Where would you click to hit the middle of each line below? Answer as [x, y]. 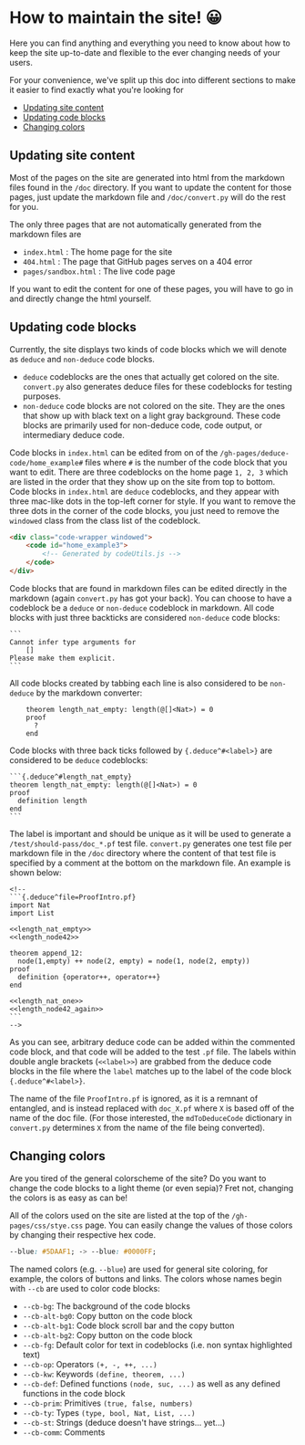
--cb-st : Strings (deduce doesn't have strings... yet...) [124, 1422]
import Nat [30, 905]
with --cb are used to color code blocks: [85, 1288]
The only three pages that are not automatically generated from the [136, 224]
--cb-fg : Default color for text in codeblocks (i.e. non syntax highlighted [158, 1345]
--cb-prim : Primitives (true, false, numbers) [108, 1403]
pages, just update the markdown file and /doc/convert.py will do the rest [148, 197]
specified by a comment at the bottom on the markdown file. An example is [150, 863]
